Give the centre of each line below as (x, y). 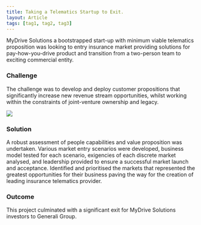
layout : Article (27, 18)
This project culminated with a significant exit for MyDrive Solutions (91, 210)
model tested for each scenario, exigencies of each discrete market (91, 155)
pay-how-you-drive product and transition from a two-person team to (94, 54)
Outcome (20, 196)
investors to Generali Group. (42, 216)
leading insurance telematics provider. (54, 181)
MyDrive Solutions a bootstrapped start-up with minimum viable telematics (100, 41)
